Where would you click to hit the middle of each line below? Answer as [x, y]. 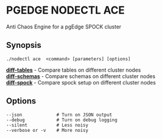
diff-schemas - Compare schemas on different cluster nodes [81, 76]
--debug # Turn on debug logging [62, 120]
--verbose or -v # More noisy [47, 130]
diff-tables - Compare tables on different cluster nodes [74, 70]
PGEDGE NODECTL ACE [66, 10]
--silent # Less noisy [47, 125]
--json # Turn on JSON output [59, 115]
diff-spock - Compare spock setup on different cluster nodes [81, 82]
